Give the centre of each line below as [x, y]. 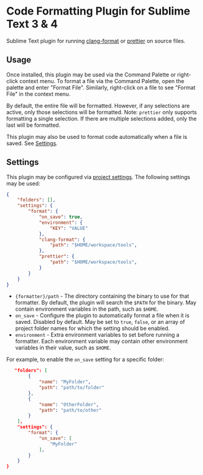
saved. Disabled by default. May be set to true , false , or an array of [100, 322]
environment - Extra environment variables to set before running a [97, 335]
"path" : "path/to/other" [70, 410]
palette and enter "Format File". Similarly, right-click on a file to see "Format [101, 87]
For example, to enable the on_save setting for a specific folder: [85, 360]
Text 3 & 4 [32, 24]
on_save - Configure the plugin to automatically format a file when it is [102, 315]
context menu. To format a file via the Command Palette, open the [101, 81]
